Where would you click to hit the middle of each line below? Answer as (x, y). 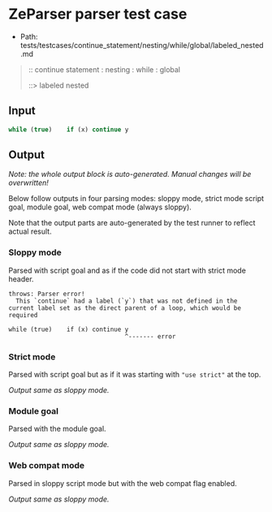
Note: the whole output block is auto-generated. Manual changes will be (130, 174)
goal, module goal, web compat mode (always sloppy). (100, 207)
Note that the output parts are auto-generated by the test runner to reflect (132, 223)
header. (21, 279)
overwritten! (28, 183)
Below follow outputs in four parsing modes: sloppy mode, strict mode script (136, 199)
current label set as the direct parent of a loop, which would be (125, 308)
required (23, 315)
